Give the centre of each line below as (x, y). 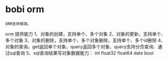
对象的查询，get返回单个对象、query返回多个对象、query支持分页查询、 (82, 46)
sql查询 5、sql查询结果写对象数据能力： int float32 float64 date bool (81, 53)
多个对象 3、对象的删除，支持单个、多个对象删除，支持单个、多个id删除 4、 (85, 40)
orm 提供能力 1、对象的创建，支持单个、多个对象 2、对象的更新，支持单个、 (86, 34)
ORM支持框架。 (18, 24)
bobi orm (25, 9)
